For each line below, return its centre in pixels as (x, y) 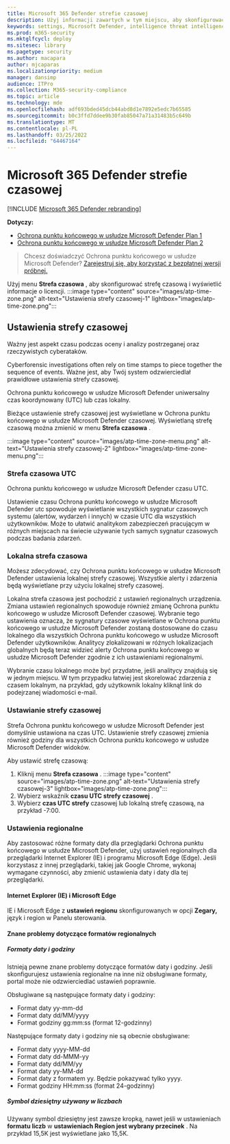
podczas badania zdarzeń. (44, 538)
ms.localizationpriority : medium (55, 71)
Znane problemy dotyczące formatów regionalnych (81, 933)
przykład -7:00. (38, 810)
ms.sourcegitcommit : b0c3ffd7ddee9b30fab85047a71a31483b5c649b (99, 115)
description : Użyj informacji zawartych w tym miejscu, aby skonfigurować (116, 20)
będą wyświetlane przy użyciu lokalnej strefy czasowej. (86, 585)
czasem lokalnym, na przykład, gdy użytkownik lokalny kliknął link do (104, 685)
